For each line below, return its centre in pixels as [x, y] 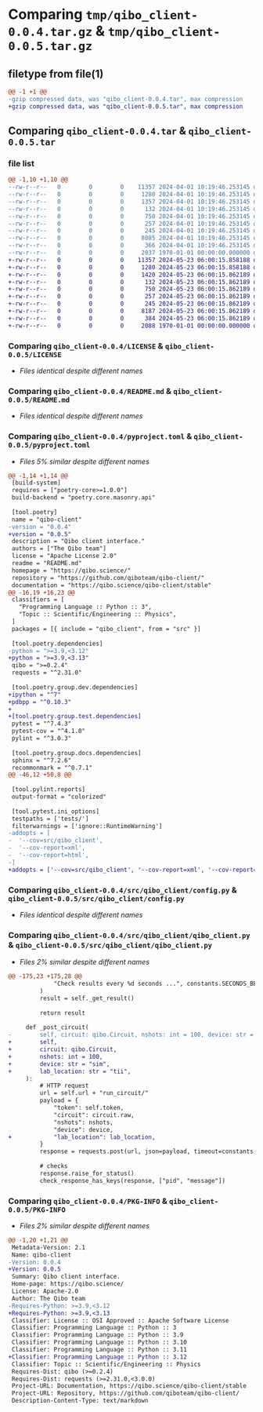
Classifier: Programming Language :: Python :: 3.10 [99, 1343]
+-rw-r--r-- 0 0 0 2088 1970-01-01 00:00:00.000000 [129, 326]
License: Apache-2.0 [45, 1292]
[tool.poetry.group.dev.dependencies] [75, 687]
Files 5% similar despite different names [85, 462]
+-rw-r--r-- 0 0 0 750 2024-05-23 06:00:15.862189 [129, 289]
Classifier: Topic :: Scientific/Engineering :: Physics [106, 1364]
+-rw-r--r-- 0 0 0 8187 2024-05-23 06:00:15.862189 [129, 312]
